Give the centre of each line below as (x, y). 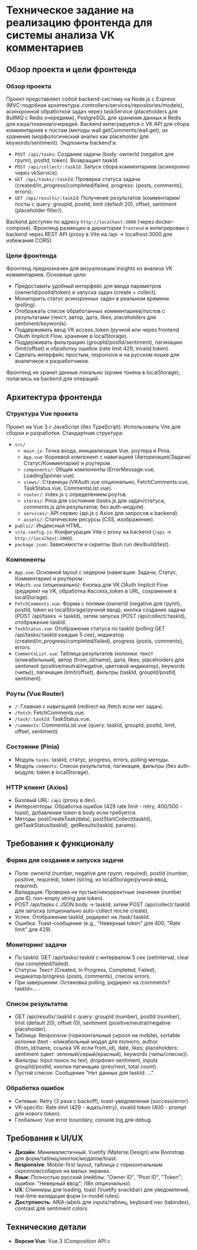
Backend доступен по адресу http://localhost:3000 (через (80, 222)
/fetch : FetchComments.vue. (50, 713)
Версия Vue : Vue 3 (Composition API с (62, 1241)
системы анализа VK (61, 35)
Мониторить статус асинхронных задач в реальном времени (92, 299)
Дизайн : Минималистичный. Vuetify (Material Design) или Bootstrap (99, 1152)
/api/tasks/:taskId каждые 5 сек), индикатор (69, 635)
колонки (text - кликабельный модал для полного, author (86, 1042)
